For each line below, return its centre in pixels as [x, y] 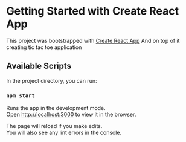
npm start [21, 95]
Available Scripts [39, 66]
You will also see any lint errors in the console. [64, 133]
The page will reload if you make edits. [54, 126]
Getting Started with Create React [93, 11]
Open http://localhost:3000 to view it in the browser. [71, 115]
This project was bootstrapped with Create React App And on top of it [93, 40]
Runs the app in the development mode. [56, 108]
